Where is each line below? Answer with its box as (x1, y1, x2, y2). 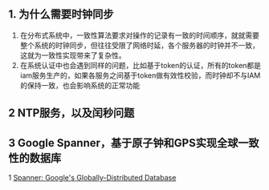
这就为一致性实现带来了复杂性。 (19, 51, 126, 60)
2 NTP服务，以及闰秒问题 (8, 107, 135, 120)
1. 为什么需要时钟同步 (8, 7, 114, 22)
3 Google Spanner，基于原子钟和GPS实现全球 (8, 135, 238, 150)
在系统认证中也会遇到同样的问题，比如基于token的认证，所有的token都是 (19, 60, 262, 70)
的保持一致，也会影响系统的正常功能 (19, 80, 141, 90)
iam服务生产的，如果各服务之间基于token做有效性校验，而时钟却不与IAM (19, 71, 261, 80)
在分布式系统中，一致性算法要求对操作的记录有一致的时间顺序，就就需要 (19, 30, 259, 40)
